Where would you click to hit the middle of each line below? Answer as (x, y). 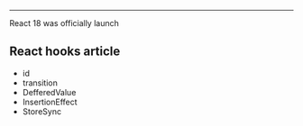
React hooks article (65, 52)
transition (40, 83)
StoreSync (41, 111)
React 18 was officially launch (64, 23)
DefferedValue (49, 92)
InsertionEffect (50, 102)
